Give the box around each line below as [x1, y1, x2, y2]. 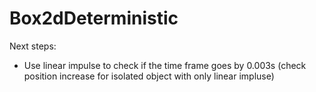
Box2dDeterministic [9, 7, 179, 30]
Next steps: [9, 40, 57, 52]
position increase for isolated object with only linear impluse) [23, 70, 275, 82]
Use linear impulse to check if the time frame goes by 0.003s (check [23, 59, 307, 71]
